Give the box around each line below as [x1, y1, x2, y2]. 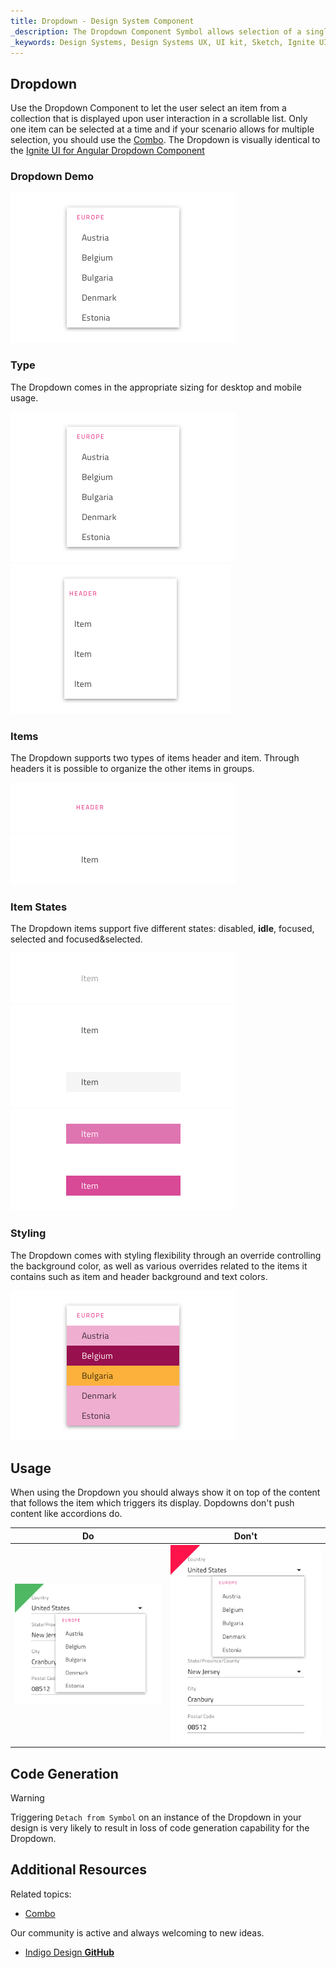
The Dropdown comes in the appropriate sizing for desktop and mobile [10, 381, 302, 393]
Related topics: [10, 1888, 72, 1900]
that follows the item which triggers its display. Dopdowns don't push [10, 1497, 295, 1509]
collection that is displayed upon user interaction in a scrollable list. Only [10, 113, 308, 125]
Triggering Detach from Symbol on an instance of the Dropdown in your [10, 1811, 302, 1824]
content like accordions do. [10, 1508, 123, 1520]
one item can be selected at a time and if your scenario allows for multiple [10, 123, 315, 135]
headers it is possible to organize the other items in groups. [10, 763, 255, 775]
